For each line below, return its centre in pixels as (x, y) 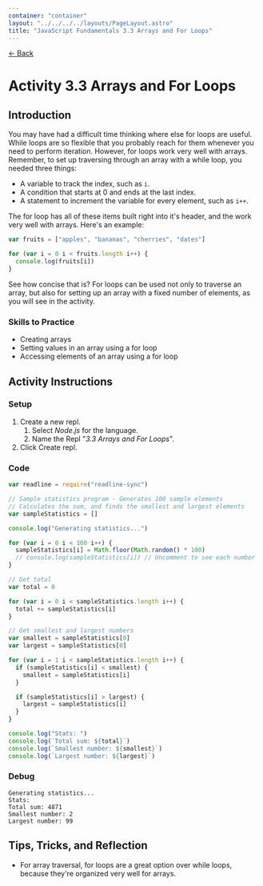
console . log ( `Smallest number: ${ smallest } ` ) (85, 748)
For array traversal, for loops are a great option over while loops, (126, 864)
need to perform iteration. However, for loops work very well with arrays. (128, 151)
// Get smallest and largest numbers (71, 631)
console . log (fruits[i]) (55, 262)
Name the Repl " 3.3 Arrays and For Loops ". (103, 439)
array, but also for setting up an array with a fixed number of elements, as (129, 292)
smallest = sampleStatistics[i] (76, 675)
